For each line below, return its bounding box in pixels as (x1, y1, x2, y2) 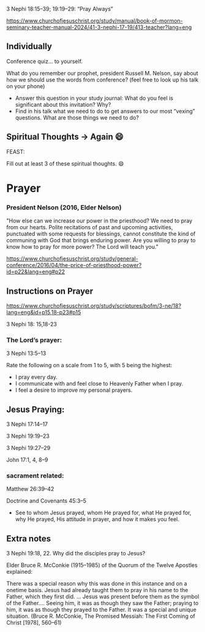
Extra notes (6, 533, 51, 544)
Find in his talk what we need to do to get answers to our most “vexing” (15, 107, 195, 115)
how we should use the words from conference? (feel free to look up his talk (6, 76, 199, 83)
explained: (6, 568, 32, 576)
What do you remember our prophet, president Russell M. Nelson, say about (6, 69, 199, 77)
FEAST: (6, 148, 25, 155)
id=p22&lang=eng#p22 (6, 268, 65, 275)
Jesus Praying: (6, 404, 65, 414)
